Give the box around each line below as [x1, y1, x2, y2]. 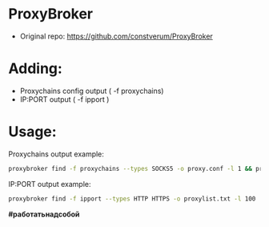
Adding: [8, 59, 62, 78]
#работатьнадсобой [8, 209, 80, 219]
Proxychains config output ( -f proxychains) [19, 86, 164, 95]
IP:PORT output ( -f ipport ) [19, 94, 110, 104]
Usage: [8, 123, 58, 141]
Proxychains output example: [8, 149, 104, 159]
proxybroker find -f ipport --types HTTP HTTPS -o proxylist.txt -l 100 [8, 194, 256, 203]
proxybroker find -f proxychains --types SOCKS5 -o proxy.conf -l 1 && [8, 164, 252, 172]
